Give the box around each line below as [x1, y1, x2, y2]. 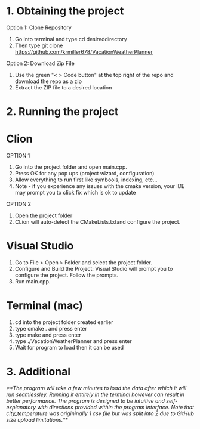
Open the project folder [14, 212, 73, 219]
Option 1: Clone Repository [6, 24, 72, 31]
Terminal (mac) [6, 299, 84, 313]
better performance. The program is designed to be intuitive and [6, 397, 165, 404]
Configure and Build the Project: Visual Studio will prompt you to [14, 266, 173, 272]
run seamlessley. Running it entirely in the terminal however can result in [6, 391, 185, 398]
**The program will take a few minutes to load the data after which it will [6, 384, 187, 391]
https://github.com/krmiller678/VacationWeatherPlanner [14, 48, 153, 55]
